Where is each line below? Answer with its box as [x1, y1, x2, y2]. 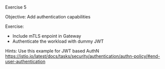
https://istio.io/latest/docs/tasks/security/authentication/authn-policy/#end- [5, 53, 161, 59]
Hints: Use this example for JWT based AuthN [5, 48, 99, 54]
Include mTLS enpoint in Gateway [12, 33, 82, 39]
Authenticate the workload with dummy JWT [12, 38, 104, 44]
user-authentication [5, 59, 46, 64]
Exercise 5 [5, 4, 27, 10]
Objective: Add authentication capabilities [5, 14, 91, 19]
